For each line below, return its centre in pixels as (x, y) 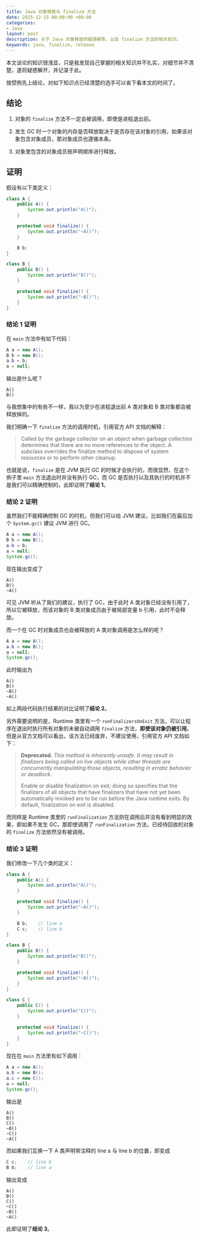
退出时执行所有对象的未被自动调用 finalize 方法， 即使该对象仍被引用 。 (104, 729)
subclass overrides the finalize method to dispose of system (95, 451)
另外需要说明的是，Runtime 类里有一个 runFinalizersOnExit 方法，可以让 (96, 721)
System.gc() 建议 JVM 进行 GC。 (53, 523)
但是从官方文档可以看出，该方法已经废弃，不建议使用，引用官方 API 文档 (95, 736)
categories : (21, 23)
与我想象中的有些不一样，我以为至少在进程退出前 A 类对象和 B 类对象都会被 (99, 407)
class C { (18, 1000)
